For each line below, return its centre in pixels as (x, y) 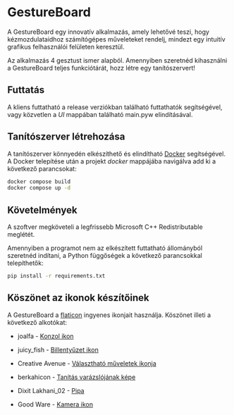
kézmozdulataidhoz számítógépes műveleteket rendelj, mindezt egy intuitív (116, 39)
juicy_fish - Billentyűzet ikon (58, 349)
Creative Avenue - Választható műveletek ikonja (87, 363)
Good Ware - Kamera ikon (55, 404)
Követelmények (42, 210)
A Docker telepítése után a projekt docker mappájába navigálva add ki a (112, 161)
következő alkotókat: (37, 322)
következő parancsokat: (42, 168)
